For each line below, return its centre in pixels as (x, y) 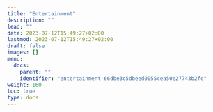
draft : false (26, 46)
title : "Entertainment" (42, 14)
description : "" (31, 20)
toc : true (22, 91)
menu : (15, 59)
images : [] (23, 53)
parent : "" (35, 72)
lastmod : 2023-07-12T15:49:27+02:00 (60, 40)
